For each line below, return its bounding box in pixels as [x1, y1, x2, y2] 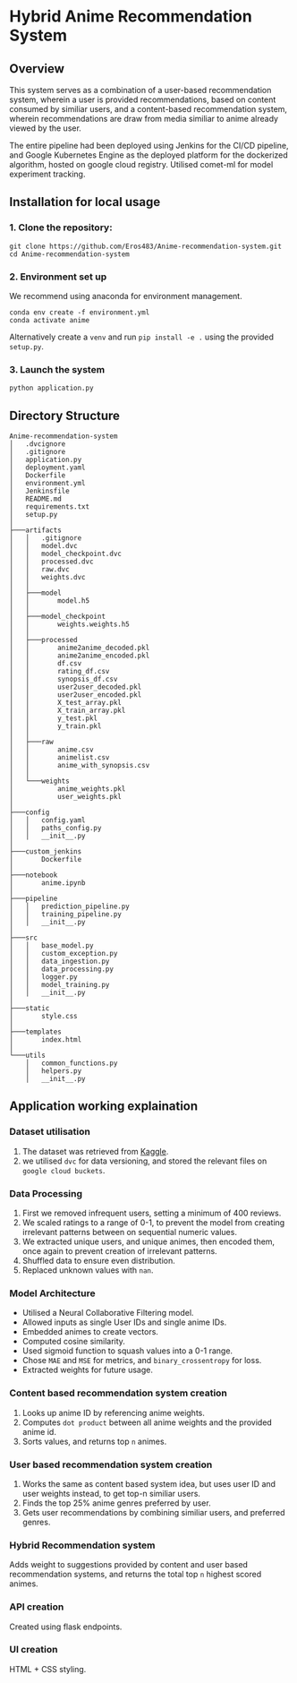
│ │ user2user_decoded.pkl [9, 683, 142, 691]
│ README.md [9, 494, 63, 503]
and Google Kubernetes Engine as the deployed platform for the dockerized [9, 150, 288, 160]
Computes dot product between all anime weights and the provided [21, 1417, 273, 1428]
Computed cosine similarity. [21, 1336, 125, 1347]
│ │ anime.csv [9, 745, 94, 754]
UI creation [9, 1644, 58, 1656]
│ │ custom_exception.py [9, 949, 118, 958]
